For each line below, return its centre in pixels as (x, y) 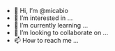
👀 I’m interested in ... (43, 18)
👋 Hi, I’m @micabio (41, 11)
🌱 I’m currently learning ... (51, 25)
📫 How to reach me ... (46, 40)
